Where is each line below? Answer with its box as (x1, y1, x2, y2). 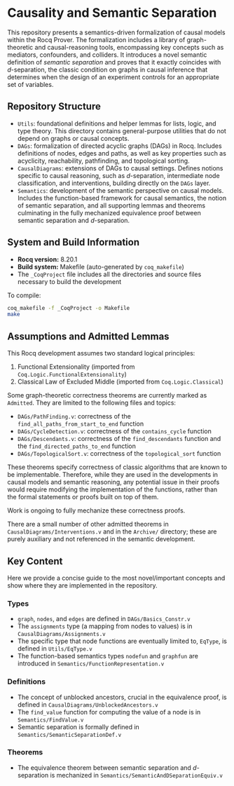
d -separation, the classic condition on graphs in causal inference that (7, 65, 208, 74)
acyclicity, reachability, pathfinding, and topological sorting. (17, 156, 191, 165)
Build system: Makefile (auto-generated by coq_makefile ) (17, 262, 184, 271)
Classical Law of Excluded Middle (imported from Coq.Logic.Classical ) (17, 377, 224, 386)
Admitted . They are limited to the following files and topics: (7, 398, 177, 407)
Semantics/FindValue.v (17, 717, 84, 724)
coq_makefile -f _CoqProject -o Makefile (7, 304, 130, 311)
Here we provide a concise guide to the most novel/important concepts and (7, 574, 226, 582)
